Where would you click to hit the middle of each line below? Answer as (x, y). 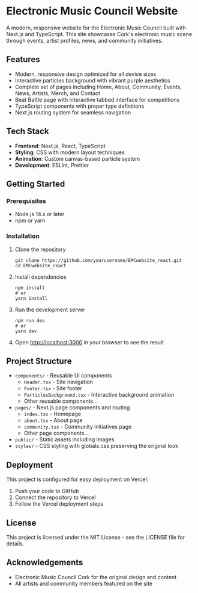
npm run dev (30, 320)
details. (15, 544)
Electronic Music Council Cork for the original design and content (96, 577)
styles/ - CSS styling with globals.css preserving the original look (97, 446)
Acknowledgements (45, 563)
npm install (30, 288)
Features (23, 59)
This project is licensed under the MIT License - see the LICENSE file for (95, 537)
